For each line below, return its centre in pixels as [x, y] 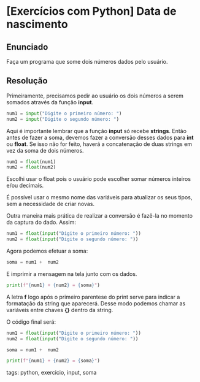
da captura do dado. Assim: [41, 223]
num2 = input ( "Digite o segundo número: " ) [63, 119]
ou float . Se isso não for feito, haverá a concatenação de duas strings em [99, 144]
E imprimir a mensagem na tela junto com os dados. [72, 273]
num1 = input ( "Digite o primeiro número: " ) [64, 113]
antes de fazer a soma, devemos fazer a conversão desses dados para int [100, 137]
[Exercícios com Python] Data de [91, 11]
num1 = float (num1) [31, 162]
